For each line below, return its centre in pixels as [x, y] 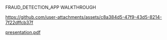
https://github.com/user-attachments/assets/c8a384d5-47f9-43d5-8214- [84, 17]
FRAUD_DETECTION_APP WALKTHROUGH [51, 7]
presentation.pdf [23, 32]
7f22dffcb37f [19, 23]
